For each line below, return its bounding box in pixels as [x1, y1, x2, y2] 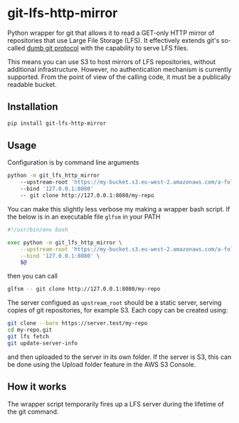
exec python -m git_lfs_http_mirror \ [7, 239, 122, 246]
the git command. [7, 407, 59, 416]
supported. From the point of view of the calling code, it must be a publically [7, 73, 231, 81]
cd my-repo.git [7, 326, 53, 334]
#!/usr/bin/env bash [7, 226, 69, 233]
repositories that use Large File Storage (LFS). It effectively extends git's [7, 36, 220, 44]
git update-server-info [7, 340, 78, 347]
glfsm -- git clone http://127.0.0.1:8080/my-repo [7, 286, 161, 293]
